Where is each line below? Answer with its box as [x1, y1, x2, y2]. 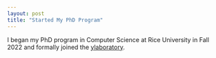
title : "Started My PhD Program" [7, 17, 104, 23]
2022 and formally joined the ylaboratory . [7, 43, 126, 51]
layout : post [7, 10, 45, 17]
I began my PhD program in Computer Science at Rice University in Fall [7, 35, 209, 43]
